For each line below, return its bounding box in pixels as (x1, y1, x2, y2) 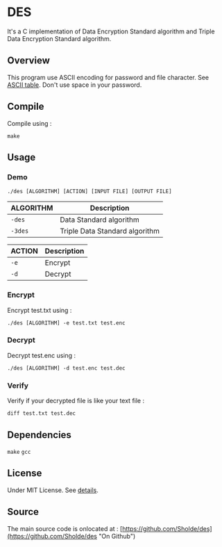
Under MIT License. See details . (7, 486, 99, 494)
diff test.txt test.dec (7, 410, 76, 417)
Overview (7, 55, 51, 67)
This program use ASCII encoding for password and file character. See (7, 73, 210, 81)
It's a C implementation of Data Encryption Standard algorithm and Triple (7, 27, 215, 35)
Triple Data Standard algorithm (60, 227, 160, 236)
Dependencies (7, 429, 71, 441)
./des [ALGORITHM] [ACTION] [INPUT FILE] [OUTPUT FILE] (7, 188, 172, 195)
